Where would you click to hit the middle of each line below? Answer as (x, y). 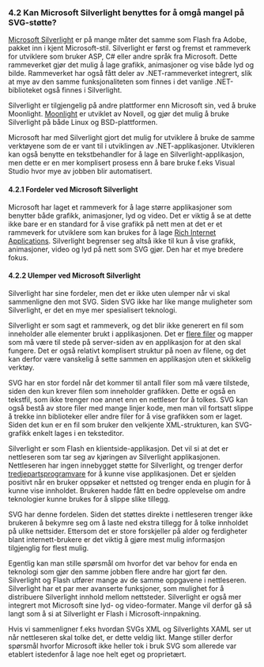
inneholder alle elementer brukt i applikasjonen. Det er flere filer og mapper (130, 333)
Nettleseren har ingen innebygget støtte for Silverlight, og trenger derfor (126, 465)
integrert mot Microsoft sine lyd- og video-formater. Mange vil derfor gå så (130, 605)
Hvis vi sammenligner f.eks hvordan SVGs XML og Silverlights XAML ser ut (130, 629)
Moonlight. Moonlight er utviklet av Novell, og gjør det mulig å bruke (119, 114)
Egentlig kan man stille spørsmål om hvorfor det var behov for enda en (123, 563)
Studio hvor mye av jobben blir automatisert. (80, 171)
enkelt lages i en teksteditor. (79, 433)
